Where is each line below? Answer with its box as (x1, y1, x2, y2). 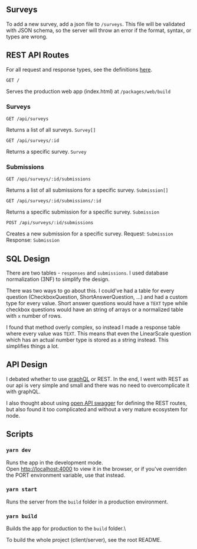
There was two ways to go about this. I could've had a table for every (6, 287, 175, 295)
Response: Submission (6, 237, 60, 244)
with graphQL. (6, 387, 41, 395)
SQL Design (6, 254, 50, 264)
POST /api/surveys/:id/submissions (6, 220, 94, 226)
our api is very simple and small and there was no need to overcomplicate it (6, 382, 190, 389)
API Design (6, 360, 48, 370)
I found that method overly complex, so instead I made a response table (6, 324, 181, 331)
